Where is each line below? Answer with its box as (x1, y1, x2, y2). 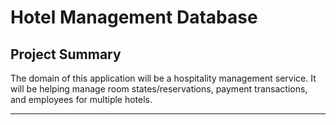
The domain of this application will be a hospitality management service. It (10, 72, 317, 84)
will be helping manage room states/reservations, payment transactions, (10, 83, 308, 95)
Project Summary (10, 46, 122, 63)
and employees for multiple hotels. (10, 94, 153, 105)
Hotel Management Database (10, 6, 258, 29)
